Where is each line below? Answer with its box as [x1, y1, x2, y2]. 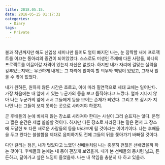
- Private [9, 30, 30, 35]
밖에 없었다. [15, 74, 38, 80]
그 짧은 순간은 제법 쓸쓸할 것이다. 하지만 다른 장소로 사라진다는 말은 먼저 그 [5, 119, 148, 125]
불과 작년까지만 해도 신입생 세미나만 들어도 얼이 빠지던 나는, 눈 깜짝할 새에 [5, 50, 147, 55]
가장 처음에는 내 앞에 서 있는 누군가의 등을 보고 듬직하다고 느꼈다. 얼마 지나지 [5, 90, 152, 96]
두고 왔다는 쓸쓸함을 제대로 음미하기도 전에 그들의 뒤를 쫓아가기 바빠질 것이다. [10, 132, 159, 137]
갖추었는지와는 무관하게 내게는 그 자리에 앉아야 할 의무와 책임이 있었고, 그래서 [5, 68, 154, 74]
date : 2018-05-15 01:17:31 [5, 12, 61, 17]
